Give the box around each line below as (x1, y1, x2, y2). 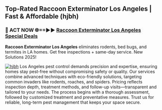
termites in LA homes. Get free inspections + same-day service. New (5, 49, 143, 55)
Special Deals (5, 33, 38, 40)
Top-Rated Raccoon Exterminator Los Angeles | (5, 5, 152, 13)
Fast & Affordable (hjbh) (5, 13, 79, 21)
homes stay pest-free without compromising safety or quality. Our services (5, 69, 155, 74)
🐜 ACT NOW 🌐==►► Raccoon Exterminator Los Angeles (5, 27, 142, 34)
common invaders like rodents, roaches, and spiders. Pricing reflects (5, 79, 143, 84)
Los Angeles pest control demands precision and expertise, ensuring (19, 63, 158, 69)
